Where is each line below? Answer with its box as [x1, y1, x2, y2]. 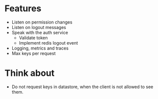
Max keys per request [11, 50, 56, 56]
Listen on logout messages [11, 24, 67, 30]
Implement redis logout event [19, 40, 78, 46]
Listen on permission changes [11, 19, 73, 25]
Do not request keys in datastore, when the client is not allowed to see [11, 84, 154, 90]
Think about [4, 68, 55, 79]
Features [4, 3, 42, 14]
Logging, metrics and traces [11, 45, 69, 51]
